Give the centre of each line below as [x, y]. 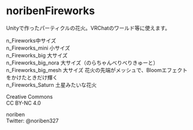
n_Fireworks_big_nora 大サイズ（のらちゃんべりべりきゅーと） [82, 63]
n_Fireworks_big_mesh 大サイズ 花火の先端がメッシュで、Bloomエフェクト [97, 70]
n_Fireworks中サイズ [31, 40]
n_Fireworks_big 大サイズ [37, 55]
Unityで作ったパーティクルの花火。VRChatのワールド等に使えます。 [88, 28]
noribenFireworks [51, 11]
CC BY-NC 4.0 [24, 103]
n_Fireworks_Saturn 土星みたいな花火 [51, 84]
